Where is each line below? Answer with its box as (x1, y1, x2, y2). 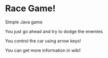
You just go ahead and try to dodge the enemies (5, 28, 103, 34)
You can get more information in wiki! (5, 47, 81, 53)
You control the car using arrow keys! (5, 38, 81, 44)
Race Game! (5, 3, 56, 14)
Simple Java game (5, 19, 43, 25)
